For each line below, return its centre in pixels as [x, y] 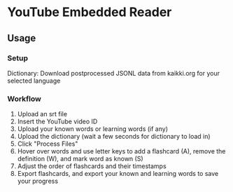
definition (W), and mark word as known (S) [80, 159]
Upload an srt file [42, 114]
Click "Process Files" [48, 144]
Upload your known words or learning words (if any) [93, 129]
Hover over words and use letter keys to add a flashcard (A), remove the [121, 151]
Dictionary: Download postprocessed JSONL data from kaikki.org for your [114, 73]
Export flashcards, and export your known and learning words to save [118, 174]
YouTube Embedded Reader [90, 12]
